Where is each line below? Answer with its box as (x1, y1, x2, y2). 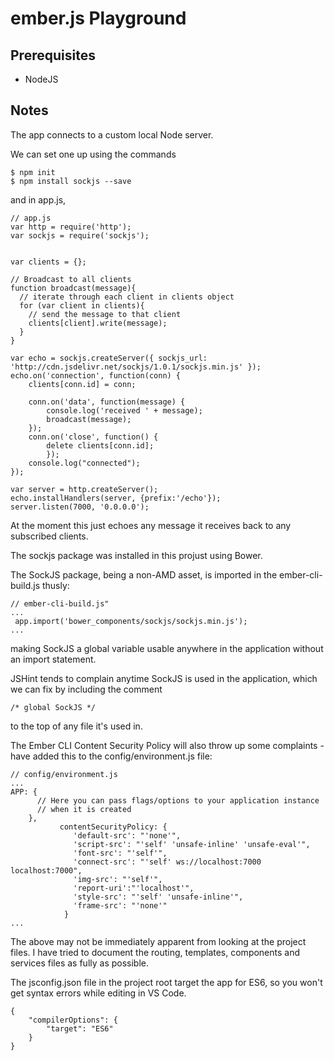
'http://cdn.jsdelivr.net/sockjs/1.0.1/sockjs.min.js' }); (10, 362, 262, 372)
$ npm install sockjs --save (10, 176, 132, 186)
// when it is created (36, 804, 132, 814)
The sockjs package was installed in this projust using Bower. (10, 549, 263, 561)
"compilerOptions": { (28, 1015, 118, 1025)
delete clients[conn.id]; (46, 440, 155, 451)
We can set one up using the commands (10, 148, 177, 160)
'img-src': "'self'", (73, 874, 163, 884)
